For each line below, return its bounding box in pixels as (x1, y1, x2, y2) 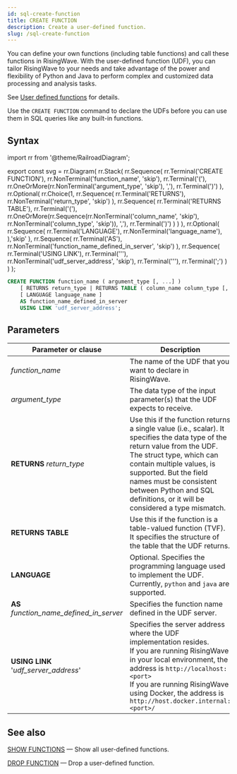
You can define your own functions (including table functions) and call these (7, 49, 229, 58)
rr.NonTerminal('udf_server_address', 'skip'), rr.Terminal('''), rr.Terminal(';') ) (7, 257, 228, 265)
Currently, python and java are (129, 579, 230, 589)
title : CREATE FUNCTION (7, 17, 78, 24)
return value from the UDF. (129, 442, 219, 452)
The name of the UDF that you (129, 357, 230, 367)
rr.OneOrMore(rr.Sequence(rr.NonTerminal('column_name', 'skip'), (7, 212, 200, 221)
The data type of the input (129, 386, 217, 396)
